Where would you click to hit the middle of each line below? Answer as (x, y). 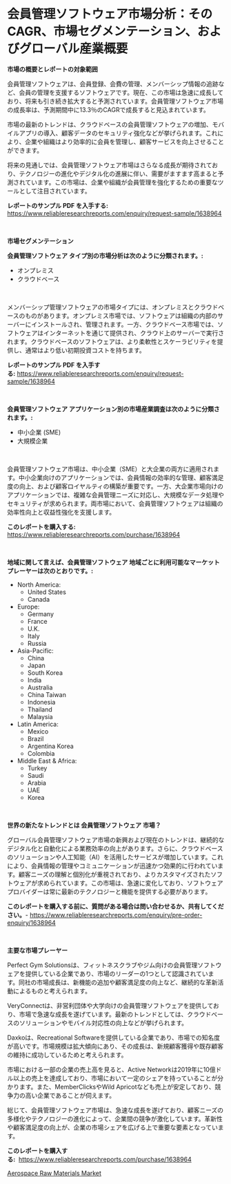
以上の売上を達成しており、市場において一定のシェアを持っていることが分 (118, 1078)
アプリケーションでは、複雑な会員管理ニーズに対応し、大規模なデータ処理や (116, 495)
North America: (39, 584)
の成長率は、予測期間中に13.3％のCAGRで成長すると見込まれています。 (109, 109)
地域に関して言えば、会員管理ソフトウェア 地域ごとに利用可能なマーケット (113, 562)
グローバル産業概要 (74, 49)
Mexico (38, 731)
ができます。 (25, 150)
